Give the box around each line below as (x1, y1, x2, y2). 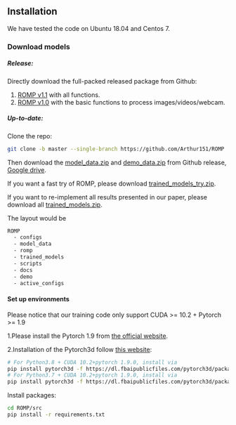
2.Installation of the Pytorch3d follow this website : (7, 345, 152, 353)
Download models (7, 41, 70, 51)
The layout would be (7, 214, 67, 222)
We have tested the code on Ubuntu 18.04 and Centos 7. (7, 24, 171, 32)
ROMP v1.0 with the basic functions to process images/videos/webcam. (17, 98, 226, 106)
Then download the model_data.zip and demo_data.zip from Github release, (7, 158, 227, 166)
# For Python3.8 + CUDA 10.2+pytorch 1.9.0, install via (7, 358, 178, 366)
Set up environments (7, 295, 70, 303)
